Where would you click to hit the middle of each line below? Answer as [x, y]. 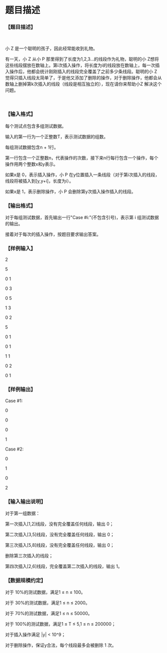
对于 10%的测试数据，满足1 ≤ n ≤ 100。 [45, 592]
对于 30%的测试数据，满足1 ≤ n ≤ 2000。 [48, 603]
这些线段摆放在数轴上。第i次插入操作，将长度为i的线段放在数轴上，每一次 [80, 65]
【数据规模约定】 [26, 580]
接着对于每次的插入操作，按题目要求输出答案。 [53, 234]
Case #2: [14, 449]
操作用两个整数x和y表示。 [32, 164]
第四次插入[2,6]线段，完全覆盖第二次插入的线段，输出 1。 [64, 566]
